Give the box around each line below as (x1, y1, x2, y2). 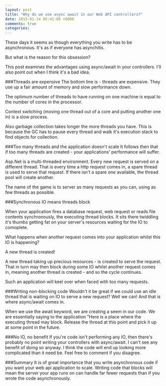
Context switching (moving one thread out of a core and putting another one (5, 109, 161, 115)
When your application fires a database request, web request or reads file (5, 209, 156, 215)
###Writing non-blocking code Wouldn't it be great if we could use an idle (5, 289, 157, 295)
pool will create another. (5, 174, 55, 180)
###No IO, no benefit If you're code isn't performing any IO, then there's (5, 334, 153, 340)
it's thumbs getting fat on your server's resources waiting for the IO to (5, 219, 148, 225)
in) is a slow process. (5, 114, 49, 120)
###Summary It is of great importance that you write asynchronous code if (5, 360, 158, 366)
